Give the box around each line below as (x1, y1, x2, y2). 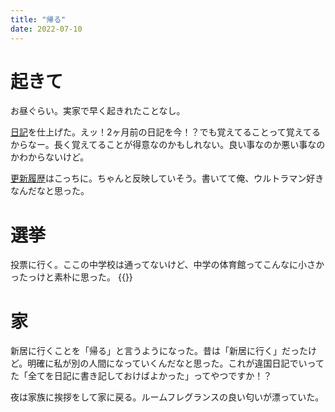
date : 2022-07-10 (10, 24, 83, 34)
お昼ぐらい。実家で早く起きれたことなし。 (10, 105, 186, 117)
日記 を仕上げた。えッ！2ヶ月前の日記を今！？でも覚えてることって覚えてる (10, 126, 322, 138)
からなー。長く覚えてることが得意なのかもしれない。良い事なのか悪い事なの (10, 139, 326, 151)
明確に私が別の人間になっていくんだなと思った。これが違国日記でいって (27, 357, 325, 370)
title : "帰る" (10, 14, 67, 25)
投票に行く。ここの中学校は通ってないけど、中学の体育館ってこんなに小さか (10, 259, 325, 271)
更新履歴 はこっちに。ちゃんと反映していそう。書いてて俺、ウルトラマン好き (10, 172, 325, 185)
